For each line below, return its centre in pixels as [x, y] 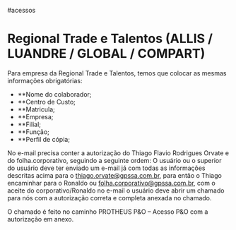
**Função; [33, 132]
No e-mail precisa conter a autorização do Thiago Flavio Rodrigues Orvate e [118, 153]
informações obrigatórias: [45, 80]
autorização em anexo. [41, 219]
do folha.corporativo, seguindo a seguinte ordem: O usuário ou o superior [114, 160]
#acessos [22, 10]
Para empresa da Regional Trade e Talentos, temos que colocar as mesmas [117, 73]
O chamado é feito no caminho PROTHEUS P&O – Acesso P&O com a [108, 212]
